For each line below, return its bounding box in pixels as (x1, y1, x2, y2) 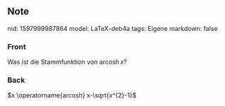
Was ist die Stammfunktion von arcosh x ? (7, 58, 127, 66)
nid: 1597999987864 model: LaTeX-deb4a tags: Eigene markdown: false (7, 24, 218, 32)
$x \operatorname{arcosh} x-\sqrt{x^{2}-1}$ (7, 91, 137, 100)
